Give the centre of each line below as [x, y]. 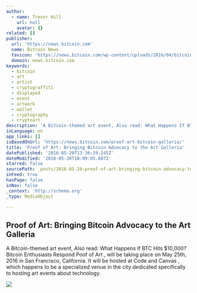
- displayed [26, 93]
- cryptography [30, 115]
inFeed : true [22, 175]
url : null [29, 22]
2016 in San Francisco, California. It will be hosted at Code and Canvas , [93, 261]
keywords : [18, 66]
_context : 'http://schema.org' [44, 191]
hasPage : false [25, 180]
